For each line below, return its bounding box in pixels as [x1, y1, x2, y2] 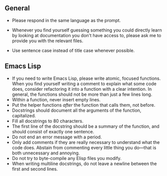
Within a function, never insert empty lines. [11, 96, 101, 102]
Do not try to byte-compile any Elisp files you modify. [11, 155, 122, 161]
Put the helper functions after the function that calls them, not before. [11, 102, 155, 108]
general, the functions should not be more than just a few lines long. [11, 91, 152, 97]
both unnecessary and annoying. [11, 150, 80, 156]
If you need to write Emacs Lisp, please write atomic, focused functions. [11, 75, 161, 81]
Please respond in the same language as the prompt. [11, 17, 121, 23]
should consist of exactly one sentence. [11, 128, 94, 134]
